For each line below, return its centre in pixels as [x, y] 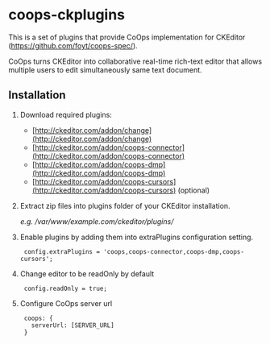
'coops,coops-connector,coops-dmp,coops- [174, 251]
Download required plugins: [66, 114]
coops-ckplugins [67, 15]
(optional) [194, 190]
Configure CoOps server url [66, 303]
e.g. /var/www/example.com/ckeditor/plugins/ [97, 221]
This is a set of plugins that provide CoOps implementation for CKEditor [127, 37]
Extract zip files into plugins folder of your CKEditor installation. [125, 205]
